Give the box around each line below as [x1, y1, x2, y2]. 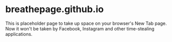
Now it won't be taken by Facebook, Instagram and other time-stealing [5, 25, 155, 31]
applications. [5, 31, 32, 37]
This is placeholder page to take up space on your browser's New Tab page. [5, 20, 167, 26]
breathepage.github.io [5, 4, 104, 15]
